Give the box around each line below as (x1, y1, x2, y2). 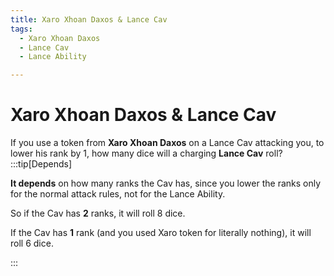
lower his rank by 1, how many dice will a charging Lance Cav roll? (10, 147, 283, 160)
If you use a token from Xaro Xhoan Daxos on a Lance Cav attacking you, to (10, 137, 325, 149)
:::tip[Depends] (10, 158, 73, 170)
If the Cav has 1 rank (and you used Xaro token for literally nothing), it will (10, 227, 312, 239)
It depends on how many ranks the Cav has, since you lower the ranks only (10, 177, 322, 190)
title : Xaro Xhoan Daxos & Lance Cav (10, 14, 168, 25)
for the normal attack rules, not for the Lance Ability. (10, 188, 226, 200)
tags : (10, 24, 33, 34)
